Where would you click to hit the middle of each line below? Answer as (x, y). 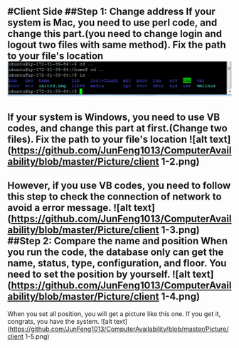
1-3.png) (181, 230)
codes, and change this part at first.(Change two (117, 128)
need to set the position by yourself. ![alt (99, 274)
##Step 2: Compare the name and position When (118, 241)
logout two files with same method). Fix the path (117, 45)
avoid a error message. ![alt (70, 208)
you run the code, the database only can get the (116, 252)
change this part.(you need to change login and (115, 34)
